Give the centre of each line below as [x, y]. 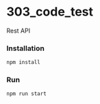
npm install [23, 63]
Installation [26, 48]
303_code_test [50, 12]
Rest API [18, 31]
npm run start [27, 94]
